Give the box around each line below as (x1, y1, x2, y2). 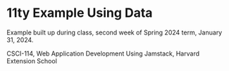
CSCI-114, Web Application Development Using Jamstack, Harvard (6, 49, 200, 58)
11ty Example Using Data (6, 5, 153, 21)
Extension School (6, 56, 58, 65)
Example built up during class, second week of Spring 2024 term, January (6, 28, 223, 37)
